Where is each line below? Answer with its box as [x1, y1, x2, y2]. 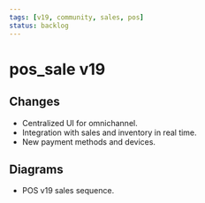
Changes [9, 94, 60, 109]
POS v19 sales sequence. [21, 185, 115, 196]
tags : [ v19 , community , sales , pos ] [9, 12, 144, 22]
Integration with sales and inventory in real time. [21, 127, 197, 138]
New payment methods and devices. [21, 136, 156, 147]
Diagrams [9, 162, 64, 177]
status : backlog [9, 21, 69, 30]
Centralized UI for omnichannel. [21, 117, 139, 128]
